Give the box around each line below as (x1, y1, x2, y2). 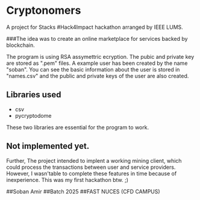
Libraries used (6, 89, 61, 100)
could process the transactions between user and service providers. (6, 163, 176, 171)
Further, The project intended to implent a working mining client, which (6, 157, 182, 164)
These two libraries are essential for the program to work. (6, 124, 149, 131)
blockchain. (6, 41, 35, 49)
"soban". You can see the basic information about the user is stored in (6, 65, 180, 73)
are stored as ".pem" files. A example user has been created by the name (6, 59, 188, 67)
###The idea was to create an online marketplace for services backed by (6, 35, 188, 42)
